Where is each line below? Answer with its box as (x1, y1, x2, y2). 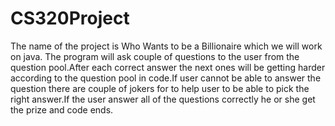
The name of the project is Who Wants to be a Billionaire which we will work (10, 40, 323, 52)
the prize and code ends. (10, 103, 114, 116)
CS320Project (10, 7, 130, 30)
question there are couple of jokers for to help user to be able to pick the (10, 82, 310, 94)
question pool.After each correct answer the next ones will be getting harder (10, 61, 326, 73)
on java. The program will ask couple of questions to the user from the (10, 50, 300, 62)
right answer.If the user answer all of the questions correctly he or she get (10, 93, 316, 105)
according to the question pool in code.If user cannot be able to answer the (10, 72, 322, 84)
